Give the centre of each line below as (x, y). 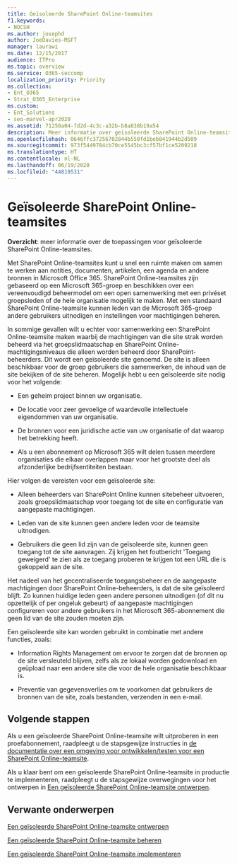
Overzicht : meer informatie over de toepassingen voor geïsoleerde (105, 241)
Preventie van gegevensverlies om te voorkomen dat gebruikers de (115, 689)
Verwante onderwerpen (61, 809)
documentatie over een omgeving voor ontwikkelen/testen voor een (106, 751)
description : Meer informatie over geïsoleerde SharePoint (96, 132)
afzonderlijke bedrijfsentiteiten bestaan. (75, 466)
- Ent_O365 (23, 93)
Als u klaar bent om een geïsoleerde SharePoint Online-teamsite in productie (119, 772)
